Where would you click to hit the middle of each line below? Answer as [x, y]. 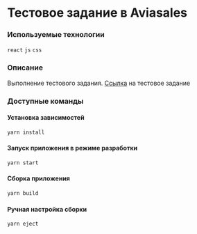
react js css [25, 50]
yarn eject [23, 224]
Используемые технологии [56, 35]
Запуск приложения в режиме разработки [72, 148]
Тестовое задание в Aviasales [97, 13]
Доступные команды [45, 101]
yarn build [23, 194]
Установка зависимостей [46, 118]
